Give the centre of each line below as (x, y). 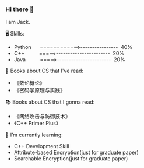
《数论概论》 (29, 83)
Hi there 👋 (20, 9)
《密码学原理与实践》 (39, 90)
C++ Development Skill (41, 146)
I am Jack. (18, 22)
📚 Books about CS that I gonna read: (50, 102)
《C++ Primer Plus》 (36, 123)
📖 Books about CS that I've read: (45, 71)
